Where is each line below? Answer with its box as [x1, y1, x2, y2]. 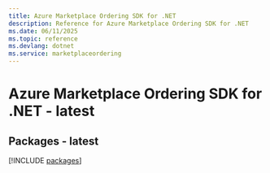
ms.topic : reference [8, 34, 79, 43]
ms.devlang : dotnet [8, 42, 75, 50]
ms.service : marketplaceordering [8, 50, 122, 58]
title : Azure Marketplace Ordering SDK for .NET [8, 11, 176, 20]
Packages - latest [8, 134, 99, 148]
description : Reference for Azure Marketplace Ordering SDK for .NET [8, 19, 250, 28]
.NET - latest [8, 102, 95, 120]
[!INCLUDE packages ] [8, 156, 82, 165]
